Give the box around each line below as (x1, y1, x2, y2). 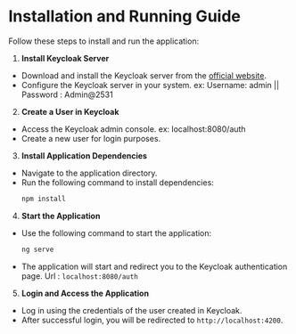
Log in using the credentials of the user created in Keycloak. (21, 305, 243, 315)
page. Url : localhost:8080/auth (21, 270, 139, 281)
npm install (21, 194, 66, 203)
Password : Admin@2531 (21, 89, 113, 100)
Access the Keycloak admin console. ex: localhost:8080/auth (21, 123, 246, 134)
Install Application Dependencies (21, 150, 148, 161)
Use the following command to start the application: (21, 227, 212, 238)
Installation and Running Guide (8, 6, 242, 27)
